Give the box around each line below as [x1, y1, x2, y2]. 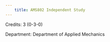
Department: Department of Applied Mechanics [5, 31, 105, 37]
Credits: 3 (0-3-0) [5, 21, 43, 27]
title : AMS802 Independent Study [14, 7, 86, 13]
